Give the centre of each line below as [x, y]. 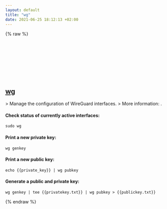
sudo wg [13, 126]
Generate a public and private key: [43, 181]
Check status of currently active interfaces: [53, 115]
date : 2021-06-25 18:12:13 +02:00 [42, 19]
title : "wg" [18, 15]
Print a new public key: [30, 160]
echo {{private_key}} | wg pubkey [42, 170]
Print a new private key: [31, 137]
